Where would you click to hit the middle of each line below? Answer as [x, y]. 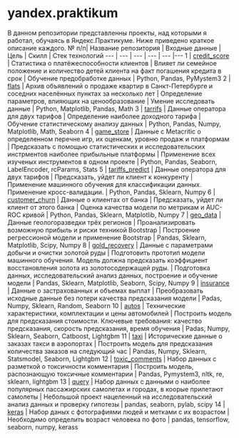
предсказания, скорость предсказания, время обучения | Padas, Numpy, [119, 328]
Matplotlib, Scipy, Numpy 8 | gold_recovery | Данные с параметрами [110, 245]
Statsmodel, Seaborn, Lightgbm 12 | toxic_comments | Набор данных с [112, 359]
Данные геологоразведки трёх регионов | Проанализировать [102, 222]
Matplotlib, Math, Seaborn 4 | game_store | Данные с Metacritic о [104, 131]
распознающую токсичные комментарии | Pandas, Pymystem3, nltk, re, [116, 374]
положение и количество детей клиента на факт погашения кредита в [115, 71]
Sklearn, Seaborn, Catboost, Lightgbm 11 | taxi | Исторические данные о [115, 336]
